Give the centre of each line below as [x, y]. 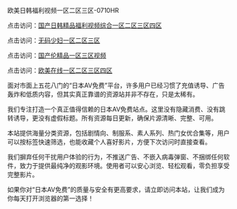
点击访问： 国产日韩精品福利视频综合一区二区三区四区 [85, 25]
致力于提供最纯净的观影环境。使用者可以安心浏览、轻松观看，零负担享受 [124, 166]
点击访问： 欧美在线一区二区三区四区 [60, 70]
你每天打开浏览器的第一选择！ [50, 198]
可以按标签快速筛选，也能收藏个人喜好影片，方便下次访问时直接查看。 [109, 142]
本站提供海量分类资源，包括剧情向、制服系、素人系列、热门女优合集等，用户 [119, 133]
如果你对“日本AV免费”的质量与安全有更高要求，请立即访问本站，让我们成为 [116, 190]
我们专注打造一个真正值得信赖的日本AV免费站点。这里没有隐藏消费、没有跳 [116, 109]
